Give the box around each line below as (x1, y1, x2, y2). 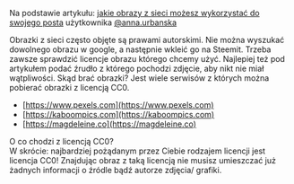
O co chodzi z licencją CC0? (9, 136, 114, 146)
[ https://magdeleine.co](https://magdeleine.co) (22, 118, 197, 129)
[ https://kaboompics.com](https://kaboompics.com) (22, 110, 215, 119)
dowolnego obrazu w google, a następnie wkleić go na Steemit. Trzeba (9, 44, 272, 55)
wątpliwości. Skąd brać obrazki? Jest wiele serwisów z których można (9, 73, 270, 83)
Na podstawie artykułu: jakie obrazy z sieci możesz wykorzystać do (9, 8, 260, 18)
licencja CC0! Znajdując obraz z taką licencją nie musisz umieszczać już (9, 155, 276, 165)
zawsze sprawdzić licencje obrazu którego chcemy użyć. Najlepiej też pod (9, 54, 285, 64)
